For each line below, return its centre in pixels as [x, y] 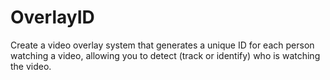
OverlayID [52, 17]
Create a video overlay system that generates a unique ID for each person [162, 45]
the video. [31, 66]
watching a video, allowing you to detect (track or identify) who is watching [165, 55]
